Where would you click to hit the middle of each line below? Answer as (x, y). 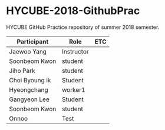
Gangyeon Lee (29, 99)
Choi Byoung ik (30, 80)
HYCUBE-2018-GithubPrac (73, 11)
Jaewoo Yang (28, 51)
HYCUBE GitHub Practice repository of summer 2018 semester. (83, 27)
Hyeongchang (29, 89)
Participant (33, 41)
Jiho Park (22, 71)
